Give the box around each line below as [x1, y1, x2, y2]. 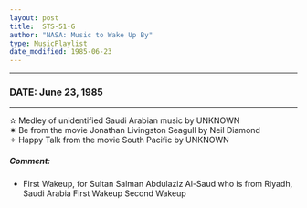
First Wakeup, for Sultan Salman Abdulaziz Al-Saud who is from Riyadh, [22, 179, 293, 190]
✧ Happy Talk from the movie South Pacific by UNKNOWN [9, 134, 230, 146]
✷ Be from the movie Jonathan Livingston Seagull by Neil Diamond [9, 125, 260, 136]
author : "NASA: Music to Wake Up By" [9, 30, 153, 39]
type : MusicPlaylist [9, 38, 89, 48]
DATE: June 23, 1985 [9, 86, 103, 99]
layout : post [9, 13, 59, 23]
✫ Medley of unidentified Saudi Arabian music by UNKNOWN [9, 115, 240, 126]
